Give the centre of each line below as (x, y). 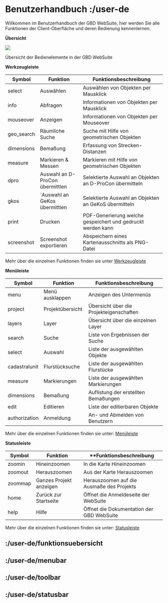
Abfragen (51, 105)
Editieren (54, 407)
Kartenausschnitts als (108, 242)
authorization (23, 418)
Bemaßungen (104, 398)
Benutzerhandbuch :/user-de (67, 9)
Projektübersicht (63, 309)
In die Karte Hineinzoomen (114, 464)
